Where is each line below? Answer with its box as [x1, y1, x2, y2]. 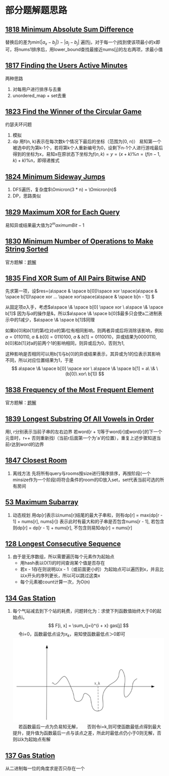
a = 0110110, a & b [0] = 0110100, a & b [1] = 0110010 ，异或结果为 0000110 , [5, 334, 157, 340]
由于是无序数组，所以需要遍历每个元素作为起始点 [12, 553, 115, 559]
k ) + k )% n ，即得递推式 [12, 157, 60, 163]
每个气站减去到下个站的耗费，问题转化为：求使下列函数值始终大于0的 [12, 608, 157, 614]
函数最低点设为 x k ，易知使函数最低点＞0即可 [34, 631, 126, 638]
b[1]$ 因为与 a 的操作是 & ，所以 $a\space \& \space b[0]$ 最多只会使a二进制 [5, 311, 158, 317]
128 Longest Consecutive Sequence [5, 539, 121, 548]
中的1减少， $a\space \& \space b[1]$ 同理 [9, 317, 95, 323]
